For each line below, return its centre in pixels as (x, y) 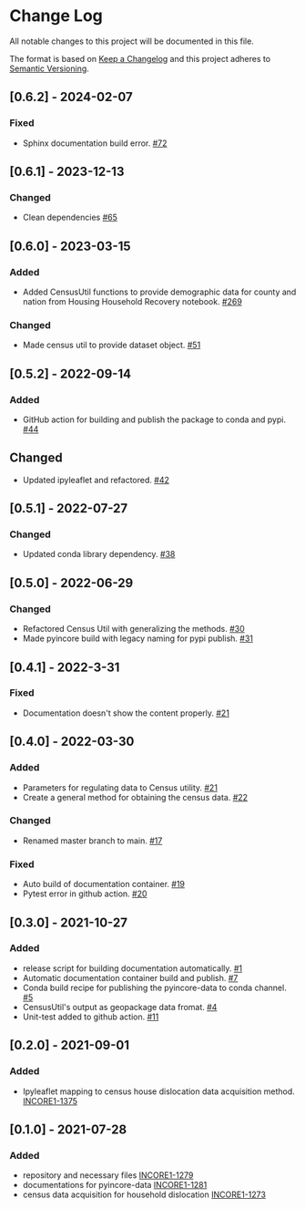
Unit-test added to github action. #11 (91, 1017)
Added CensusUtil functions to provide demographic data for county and (159, 292)
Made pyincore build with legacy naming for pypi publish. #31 (137, 638)
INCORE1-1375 (50, 1100)
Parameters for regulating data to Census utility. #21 (120, 787)
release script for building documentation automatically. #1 (132, 968)
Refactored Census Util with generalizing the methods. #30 (134, 629)
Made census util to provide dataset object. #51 (112, 345)
